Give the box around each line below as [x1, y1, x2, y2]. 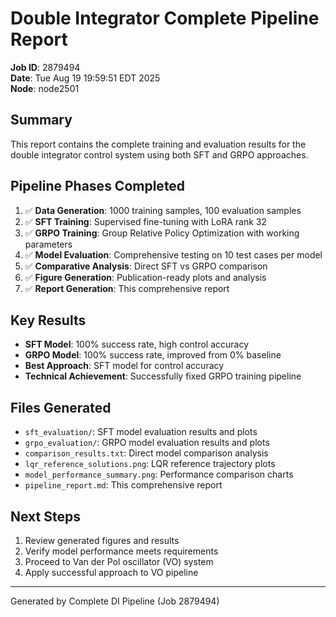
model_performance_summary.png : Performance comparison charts [24, 468, 294, 481]
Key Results [10, 312, 87, 329]
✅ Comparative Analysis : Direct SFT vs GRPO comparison [24, 260, 268, 272]
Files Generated [10, 399, 112, 416]
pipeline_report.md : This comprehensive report [24, 479, 223, 491]
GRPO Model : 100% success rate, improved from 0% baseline [24, 349, 282, 361]
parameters [24, 238, 73, 250]
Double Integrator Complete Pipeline [10, 7, 320, 30]
